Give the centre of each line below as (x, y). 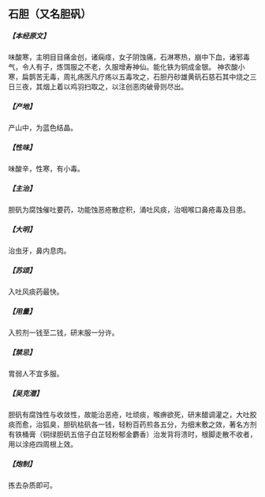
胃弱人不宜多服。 (36, 374)
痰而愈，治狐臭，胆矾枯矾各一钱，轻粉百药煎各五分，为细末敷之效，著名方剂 (132, 424)
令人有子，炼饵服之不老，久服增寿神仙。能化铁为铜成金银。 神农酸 (130, 67)
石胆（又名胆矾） (50, 14)
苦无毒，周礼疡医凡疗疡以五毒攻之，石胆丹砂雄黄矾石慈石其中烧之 (142, 77)
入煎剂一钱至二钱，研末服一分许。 (63, 333)
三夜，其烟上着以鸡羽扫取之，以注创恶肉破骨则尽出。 (101, 87)
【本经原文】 (29, 36)
